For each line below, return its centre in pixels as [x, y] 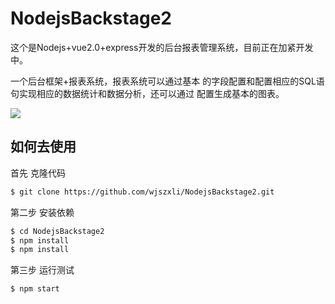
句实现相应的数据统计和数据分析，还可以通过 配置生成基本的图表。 [147, 93]
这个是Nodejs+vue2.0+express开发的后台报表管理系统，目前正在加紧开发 [162, 47]
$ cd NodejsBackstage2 [57, 231]
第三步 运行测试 [42, 270]
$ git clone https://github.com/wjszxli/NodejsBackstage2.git [142, 192]
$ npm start [35, 289]
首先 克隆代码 [38, 173]
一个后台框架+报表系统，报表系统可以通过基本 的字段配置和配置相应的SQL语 [167, 81]
